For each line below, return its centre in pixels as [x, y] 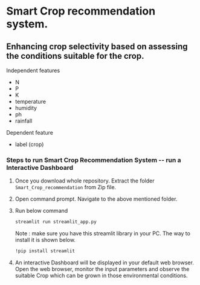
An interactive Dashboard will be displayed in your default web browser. [105, 263]
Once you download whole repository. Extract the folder [85, 181]
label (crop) [29, 144]
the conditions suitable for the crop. [75, 56]
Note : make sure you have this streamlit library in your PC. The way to [102, 233]
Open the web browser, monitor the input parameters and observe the [102, 269]
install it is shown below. [45, 240]
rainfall [24, 121]
